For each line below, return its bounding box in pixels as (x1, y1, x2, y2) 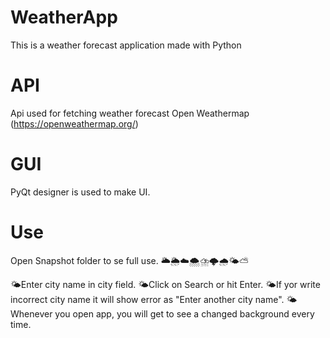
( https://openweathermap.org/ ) (10, 117, 139, 130)
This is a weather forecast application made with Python (10, 39, 242, 51)
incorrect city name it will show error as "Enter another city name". (10, 293, 285, 305)
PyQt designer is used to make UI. (10, 186, 151, 198)
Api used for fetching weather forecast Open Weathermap (10, 107, 250, 119)
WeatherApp (10, 6, 118, 29)
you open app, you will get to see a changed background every (54, 307, 315, 320)
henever (10, 307, 53, 320)
